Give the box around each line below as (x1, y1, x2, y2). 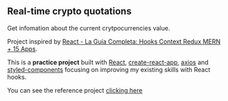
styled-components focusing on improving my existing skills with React (7, 65, 211, 73)
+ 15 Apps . (7, 44, 38, 53)
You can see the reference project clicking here (7, 86, 143, 94)
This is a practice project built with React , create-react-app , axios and (7, 58, 209, 66)
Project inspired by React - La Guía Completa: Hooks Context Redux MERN (7, 37, 221, 46)
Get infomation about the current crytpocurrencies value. (7, 24, 170, 32)
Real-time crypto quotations (7, 6, 132, 17)
